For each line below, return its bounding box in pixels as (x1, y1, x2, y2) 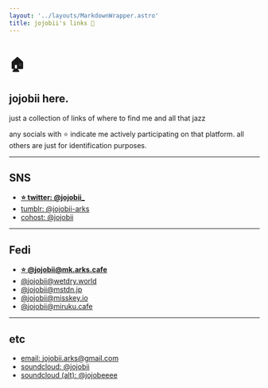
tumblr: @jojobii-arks (20, 204, 90, 214)
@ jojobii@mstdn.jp (20, 284, 83, 295)
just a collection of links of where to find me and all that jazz (9, 113, 206, 123)
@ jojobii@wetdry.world (20, 276, 97, 286)
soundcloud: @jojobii (20, 362, 90, 371)
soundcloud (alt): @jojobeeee (20, 370, 118, 379)
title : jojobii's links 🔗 (9, 19, 95, 27)
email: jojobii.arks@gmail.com (20, 353, 118, 363)
